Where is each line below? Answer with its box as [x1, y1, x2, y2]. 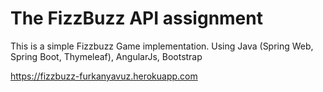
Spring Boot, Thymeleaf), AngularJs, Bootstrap [10, 50, 203, 62]
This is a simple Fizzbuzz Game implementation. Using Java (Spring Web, [10, 40, 314, 52]
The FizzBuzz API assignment [10, 7, 263, 30]
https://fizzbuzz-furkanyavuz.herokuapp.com [10, 70, 198, 82]
